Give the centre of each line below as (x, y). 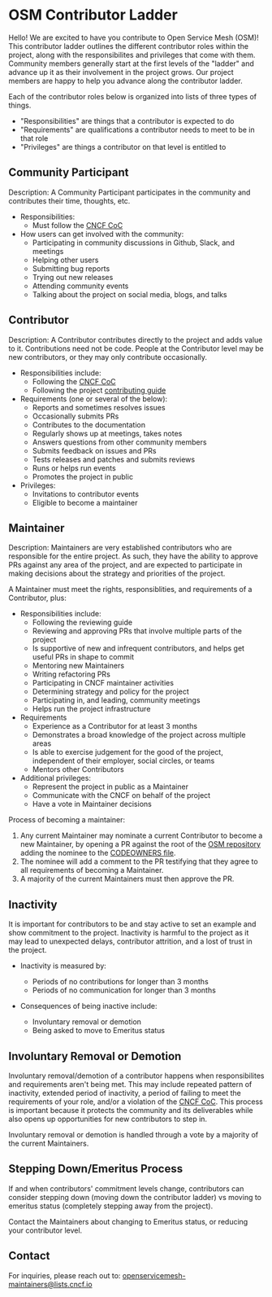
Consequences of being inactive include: (89, 1006)
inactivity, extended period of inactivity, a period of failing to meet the (125, 1093)
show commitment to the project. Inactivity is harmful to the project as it (129, 933)
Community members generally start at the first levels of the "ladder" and (131, 64)
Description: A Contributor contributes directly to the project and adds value (136, 340)
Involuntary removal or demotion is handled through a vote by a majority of (134, 1135)
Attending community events (80, 286)
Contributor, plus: (37, 598)
